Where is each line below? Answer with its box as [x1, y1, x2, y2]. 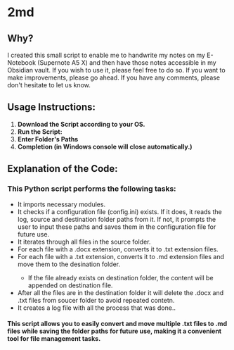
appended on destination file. [27, 281, 113, 289]
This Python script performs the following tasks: [7, 184, 177, 194]
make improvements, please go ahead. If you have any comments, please [7, 73, 220, 82]
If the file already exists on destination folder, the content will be [27, 273, 214, 282]
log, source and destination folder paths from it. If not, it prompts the [17, 215, 216, 223]
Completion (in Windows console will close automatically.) [17, 142, 193, 151]
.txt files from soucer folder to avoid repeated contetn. [17, 296, 175, 304]
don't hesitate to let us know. [7, 81, 91, 89]
